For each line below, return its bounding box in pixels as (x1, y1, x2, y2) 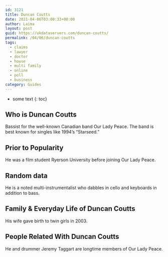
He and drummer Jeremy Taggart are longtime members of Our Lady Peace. (5, 245, 163, 251)
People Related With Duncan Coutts (5, 232, 119, 241)
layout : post (5, 26, 33, 31)
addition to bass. (5, 190, 40, 196)
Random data (5, 171, 48, 180)
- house (10, 59, 26, 64)
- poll (10, 73, 24, 78)
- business (10, 77, 33, 82)
